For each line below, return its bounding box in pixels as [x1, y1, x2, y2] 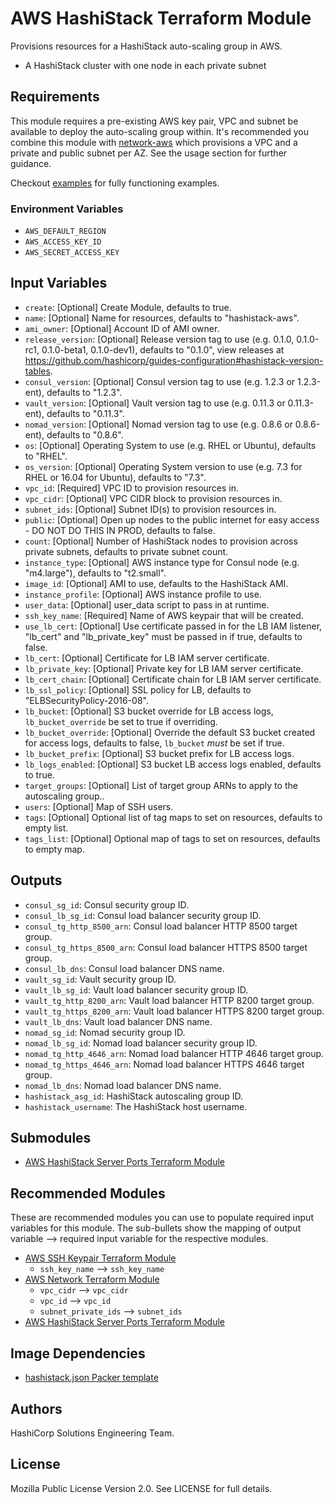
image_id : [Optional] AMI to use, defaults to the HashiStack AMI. [24, 577, 289, 589]
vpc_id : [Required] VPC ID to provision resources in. [24, 482, 240, 494]
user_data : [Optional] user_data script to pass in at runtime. [24, 598, 270, 611]
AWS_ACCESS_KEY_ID [24, 237, 102, 247]
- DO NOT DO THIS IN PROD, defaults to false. [24, 524, 216, 536]
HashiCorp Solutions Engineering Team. [10, 1427, 175, 1439]
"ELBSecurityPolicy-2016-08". [24, 694, 149, 706]
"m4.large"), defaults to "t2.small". [24, 567, 167, 579]
